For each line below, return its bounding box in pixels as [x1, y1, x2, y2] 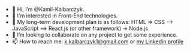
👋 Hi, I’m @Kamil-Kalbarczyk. [11, 6, 85, 13]
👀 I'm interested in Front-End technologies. [11, 12, 118, 19]
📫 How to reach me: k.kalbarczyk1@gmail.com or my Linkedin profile [11, 38, 184, 45]
